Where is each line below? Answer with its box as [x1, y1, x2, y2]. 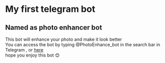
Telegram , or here [5, 47, 44, 53]
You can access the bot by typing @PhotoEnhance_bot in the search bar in [5, 42, 160, 48]
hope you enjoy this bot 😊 [5, 52, 60, 58]
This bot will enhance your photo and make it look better [5, 36, 122, 42]
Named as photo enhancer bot [5, 23, 102, 32]
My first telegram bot [5, 3, 96, 15]
